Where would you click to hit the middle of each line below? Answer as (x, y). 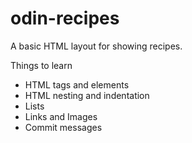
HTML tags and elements (77, 84)
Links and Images (61, 116)
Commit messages (63, 127)
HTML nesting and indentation (87, 95)
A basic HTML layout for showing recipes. (96, 46)
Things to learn (41, 65)
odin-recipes (65, 18)
